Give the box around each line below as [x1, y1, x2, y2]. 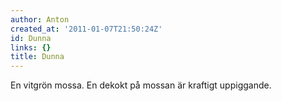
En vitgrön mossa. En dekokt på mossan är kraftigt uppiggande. [10, 79, 272, 91]
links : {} [10, 42, 52, 53]
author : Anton [10, 14, 70, 25]
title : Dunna [10, 52, 65, 62]
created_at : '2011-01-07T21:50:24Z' [10, 24, 163, 34]
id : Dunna [10, 33, 52, 43]
